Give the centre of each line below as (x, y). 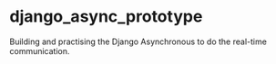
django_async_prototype (106, 17)
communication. (40, 50)
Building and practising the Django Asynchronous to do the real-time (138, 41)
